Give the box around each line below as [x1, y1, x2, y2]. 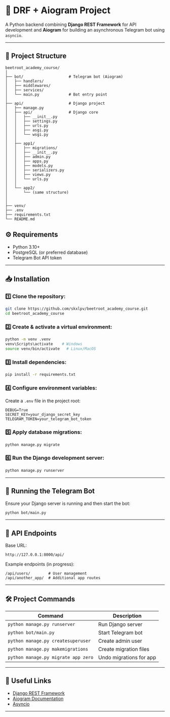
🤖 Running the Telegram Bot [5, 487, 95, 495]
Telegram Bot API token [12, 254, 62, 261]
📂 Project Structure [5, 52, 67, 61]
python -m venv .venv [5, 337, 51, 342]
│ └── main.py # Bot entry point [5, 92, 108, 97]
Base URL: [5, 543, 27, 549]
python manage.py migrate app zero [8, 654, 94, 661]
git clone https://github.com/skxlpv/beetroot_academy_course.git [5, 306, 148, 312]
